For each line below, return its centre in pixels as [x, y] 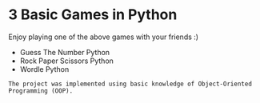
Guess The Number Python [65, 52]
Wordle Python [44, 69]
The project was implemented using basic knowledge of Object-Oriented [130, 84]
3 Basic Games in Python [93, 15]
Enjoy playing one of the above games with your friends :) [103, 37]
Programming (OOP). [41, 91]
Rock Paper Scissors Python [67, 61]
